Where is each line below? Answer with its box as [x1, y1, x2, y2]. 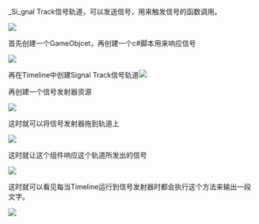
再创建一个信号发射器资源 [8, 87, 92, 97]
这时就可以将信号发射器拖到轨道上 [8, 119, 120, 128]
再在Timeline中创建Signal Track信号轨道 [8, 70, 139, 79]
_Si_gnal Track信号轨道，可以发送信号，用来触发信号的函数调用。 [8, 7, 222, 16]
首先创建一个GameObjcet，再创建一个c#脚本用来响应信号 [8, 39, 196, 47]
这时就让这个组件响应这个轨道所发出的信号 [8, 150, 147, 160]
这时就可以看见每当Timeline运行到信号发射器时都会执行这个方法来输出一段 [8, 182, 252, 192]
